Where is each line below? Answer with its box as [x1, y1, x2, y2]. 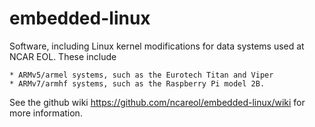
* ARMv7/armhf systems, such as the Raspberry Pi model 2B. [9, 78, 266, 89]
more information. [9, 107, 83, 119]
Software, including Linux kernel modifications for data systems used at [9, 40, 305, 52]
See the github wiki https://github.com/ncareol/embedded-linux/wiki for [9, 96, 306, 108]
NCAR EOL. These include [9, 50, 117, 62]
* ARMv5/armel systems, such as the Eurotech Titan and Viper [9, 70, 274, 80]
